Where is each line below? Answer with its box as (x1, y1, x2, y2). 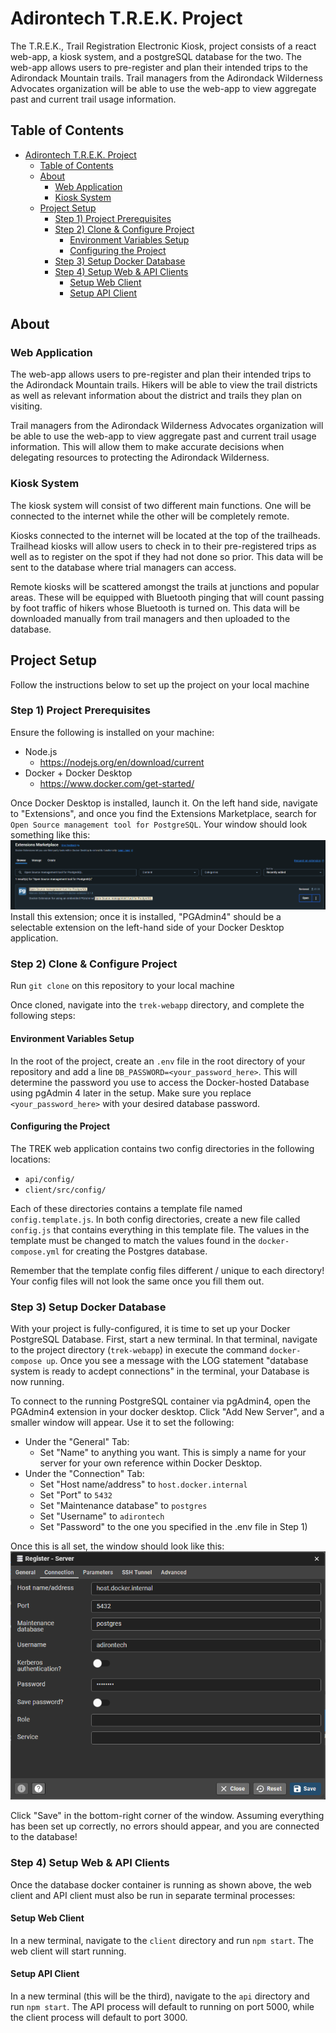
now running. (10, 1376, 65, 1388)
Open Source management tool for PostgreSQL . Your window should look (10, 818, 308, 830)
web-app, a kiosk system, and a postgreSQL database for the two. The (10, 50, 302, 62)
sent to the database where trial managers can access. (10, 561, 237, 573)
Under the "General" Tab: (24, 1436, 130, 1448)
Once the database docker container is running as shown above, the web (10, 1878, 312, 1891)
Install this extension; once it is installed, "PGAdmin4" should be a (10, 911, 282, 923)
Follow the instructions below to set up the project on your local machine (10, 678, 310, 691)
